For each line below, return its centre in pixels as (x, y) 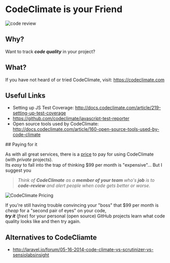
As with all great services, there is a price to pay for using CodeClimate (79, 154)
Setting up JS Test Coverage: (43, 108)
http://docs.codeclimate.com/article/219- (118, 108)
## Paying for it (21, 144)
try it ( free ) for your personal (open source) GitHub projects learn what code (85, 216)
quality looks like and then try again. (43, 221)
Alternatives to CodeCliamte (51, 237)
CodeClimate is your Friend (64, 9)
